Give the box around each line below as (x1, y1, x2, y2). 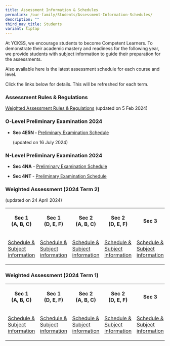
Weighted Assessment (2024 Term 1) (5, 272, 99, 279)
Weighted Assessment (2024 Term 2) (5, 186, 100, 193)
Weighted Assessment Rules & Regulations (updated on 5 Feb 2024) (5, 105, 148, 111)
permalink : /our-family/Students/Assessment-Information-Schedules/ (5, 12, 153, 17)
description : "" (5, 17, 39, 22)
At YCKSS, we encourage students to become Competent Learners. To (5, 40, 153, 46)
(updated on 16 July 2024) (12, 139, 68, 145)
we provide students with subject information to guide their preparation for (5, 51, 161, 57)
